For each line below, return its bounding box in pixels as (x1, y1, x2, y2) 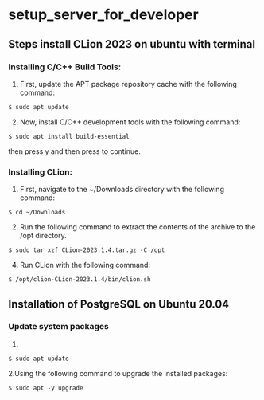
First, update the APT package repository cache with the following (19, 79, 237, 88)
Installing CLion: (8, 166, 73, 177)
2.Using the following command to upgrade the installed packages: (8, 368, 228, 378)
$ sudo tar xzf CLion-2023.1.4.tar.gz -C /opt (8, 246, 165, 254)
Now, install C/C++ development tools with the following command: (19, 117, 241, 127)
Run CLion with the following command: (19, 261, 151, 270)
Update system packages (8, 321, 109, 332)
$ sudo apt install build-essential (8, 132, 130, 140)
